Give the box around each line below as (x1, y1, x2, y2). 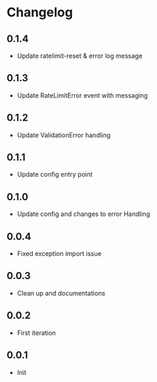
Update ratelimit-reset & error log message (16, 51, 143, 60)
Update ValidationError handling (16, 130, 111, 139)
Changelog (6, 4, 73, 21)
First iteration (16, 329, 56, 337)
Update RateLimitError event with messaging (16, 91, 148, 100)
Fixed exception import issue (16, 249, 102, 258)
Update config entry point (16, 170, 93, 179)
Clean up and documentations (16, 289, 106, 297)
